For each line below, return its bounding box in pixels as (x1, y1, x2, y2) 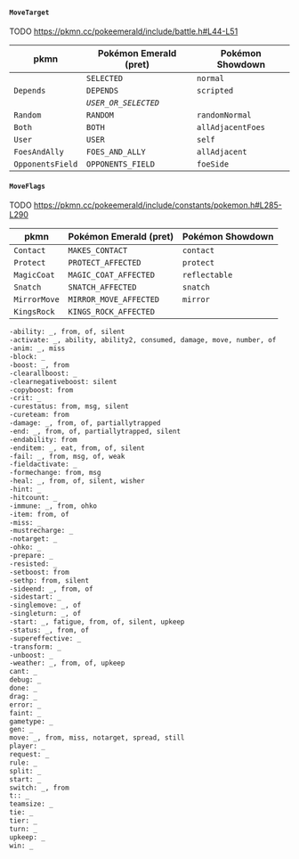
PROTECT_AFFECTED (68, 258, 141, 268)
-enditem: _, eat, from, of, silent (9, 443, 145, 453)
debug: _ (9, 675, 42, 684)
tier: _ (9, 816, 38, 825)
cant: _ (9, 667, 38, 676)
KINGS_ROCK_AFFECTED (68, 307, 156, 317)
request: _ (9, 750, 50, 759)
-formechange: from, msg (9, 469, 101, 478)
